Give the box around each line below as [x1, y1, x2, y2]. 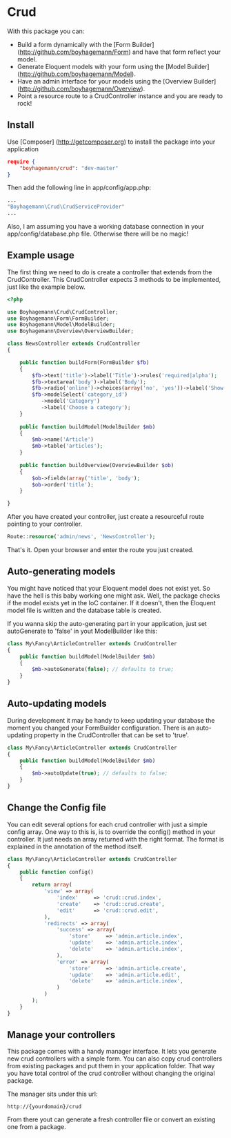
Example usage [7, 249, 74, 261]
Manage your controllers [7, 1029, 116, 1041]
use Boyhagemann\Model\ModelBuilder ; [7, 321, 116, 328]
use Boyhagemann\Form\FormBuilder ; [7, 315, 110, 322]
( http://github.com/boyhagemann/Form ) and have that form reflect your [17, 48, 221, 56]
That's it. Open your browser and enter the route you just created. [7, 546, 194, 554]
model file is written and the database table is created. [7, 606, 162, 614]
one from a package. [7, 1123, 67, 1131]
